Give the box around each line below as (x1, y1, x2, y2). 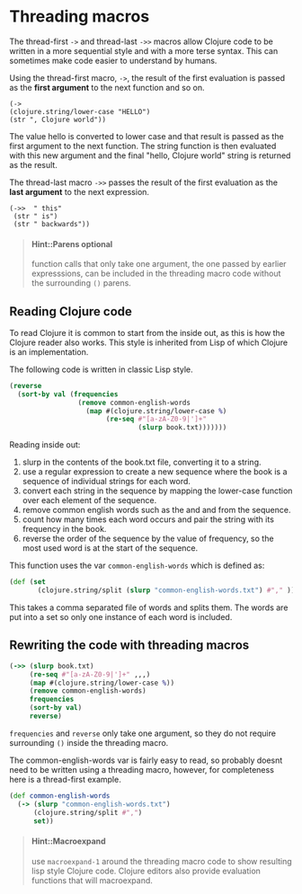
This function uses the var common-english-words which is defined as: (9, 560, 265, 571)
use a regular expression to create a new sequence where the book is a (22, 466, 288, 477)
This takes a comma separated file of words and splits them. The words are (9, 602, 289, 613)
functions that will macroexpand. (31, 874, 153, 886)
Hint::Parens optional (31, 238, 113, 249)
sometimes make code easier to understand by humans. (9, 55, 218, 66)
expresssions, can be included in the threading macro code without (31, 268, 281, 279)
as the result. (9, 159, 58, 170)
